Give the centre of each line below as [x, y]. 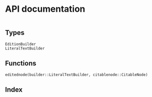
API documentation [45, 9]
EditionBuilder [21, 44]
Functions [21, 63]
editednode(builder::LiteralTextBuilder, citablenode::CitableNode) [76, 74]
